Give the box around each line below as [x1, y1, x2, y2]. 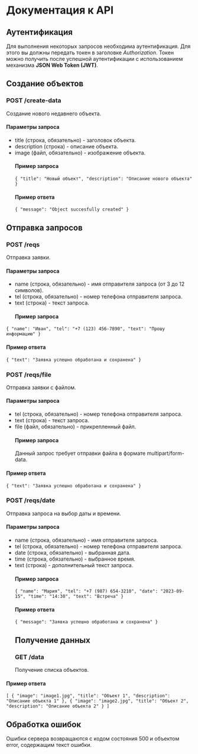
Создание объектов [6, 79, 84, 89]
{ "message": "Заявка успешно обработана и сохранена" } [14, 619, 158, 625]
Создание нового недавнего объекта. [6, 110, 102, 117]
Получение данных [14, 635, 90, 645]
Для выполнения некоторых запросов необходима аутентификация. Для [6, 43, 191, 50]
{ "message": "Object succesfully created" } [14, 206, 129, 213]
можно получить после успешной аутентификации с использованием [6, 56, 183, 62]
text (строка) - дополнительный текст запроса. [14, 562, 134, 568]
